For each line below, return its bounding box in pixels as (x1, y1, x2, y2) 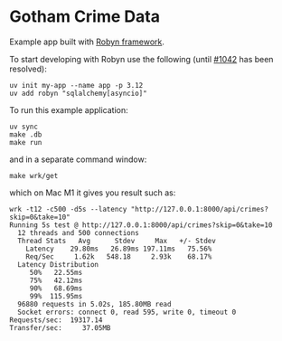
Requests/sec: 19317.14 (9, 315, 103, 325)
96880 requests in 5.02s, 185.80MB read (17, 299, 172, 308)
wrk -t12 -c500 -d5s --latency (9, 204, 127, 213)
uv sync (9, 122, 39, 131)
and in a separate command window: (9, 154, 147, 165)
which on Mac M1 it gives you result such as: (9, 187, 176, 198)
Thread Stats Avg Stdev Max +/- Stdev (17, 236, 217, 245)
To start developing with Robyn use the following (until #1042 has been (9, 53, 274, 64)
